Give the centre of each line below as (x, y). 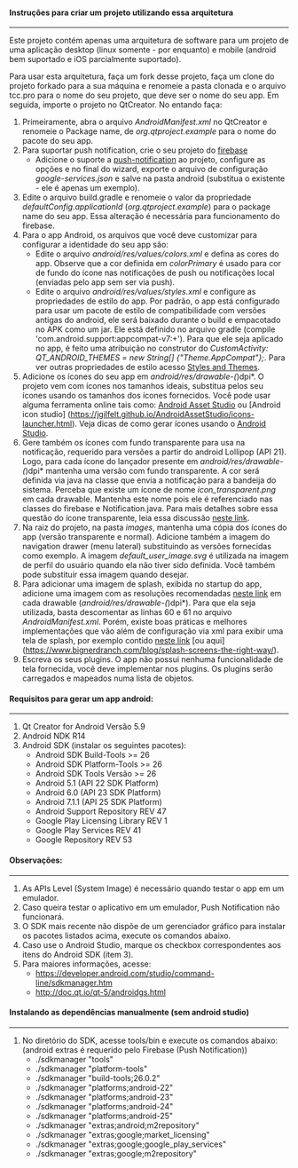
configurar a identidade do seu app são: (95, 245)
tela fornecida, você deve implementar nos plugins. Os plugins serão (147, 669)
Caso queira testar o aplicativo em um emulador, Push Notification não (151, 907)
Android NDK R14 (54, 736)
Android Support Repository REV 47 (101, 811)
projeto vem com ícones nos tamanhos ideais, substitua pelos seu (142, 386)
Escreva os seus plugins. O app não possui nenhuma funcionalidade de (153, 659)
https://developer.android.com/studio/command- (125, 973)
